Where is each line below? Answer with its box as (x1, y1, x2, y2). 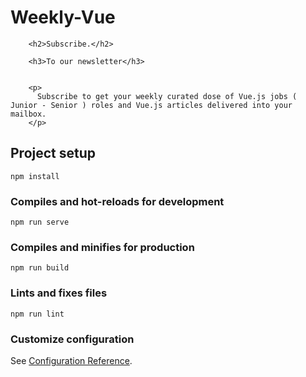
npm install (10, 171, 60, 181)
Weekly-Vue (10, 6, 116, 29)
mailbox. (10, 109, 47, 119)
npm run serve (10, 217, 70, 228)
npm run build (10, 263, 70, 273)
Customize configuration (10, 332, 135, 346)
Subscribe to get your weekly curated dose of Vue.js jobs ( (36, 91, 298, 101)
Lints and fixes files (10, 286, 108, 300)
